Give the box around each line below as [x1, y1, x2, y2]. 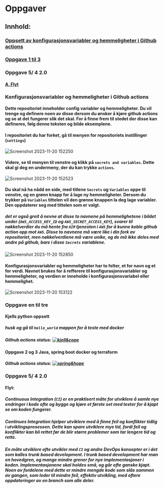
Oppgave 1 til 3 [5, 56, 41, 63]
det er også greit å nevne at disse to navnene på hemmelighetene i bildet [5, 213, 156, 220]
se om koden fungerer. [5, 406, 52, 412]
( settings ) [5, 138, 26, 143]
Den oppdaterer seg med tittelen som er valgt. [5, 202, 101, 208]
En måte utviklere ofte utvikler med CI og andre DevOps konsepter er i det [5, 447, 158, 452]
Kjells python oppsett [5, 313, 50, 320]
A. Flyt [5, 81, 19, 87]
